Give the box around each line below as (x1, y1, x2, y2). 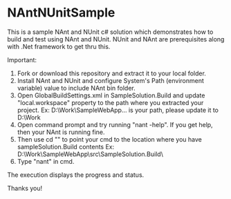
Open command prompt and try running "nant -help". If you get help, (17, 120, 213, 129)
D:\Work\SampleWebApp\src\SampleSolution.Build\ (17, 150, 164, 158)
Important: (7, 55, 37, 64)
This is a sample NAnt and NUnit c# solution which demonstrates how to (7, 28, 214, 36)
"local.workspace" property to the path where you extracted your (17, 98, 204, 106)
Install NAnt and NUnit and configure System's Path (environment (17, 76, 204, 84)
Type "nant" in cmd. (17, 157, 75, 165)
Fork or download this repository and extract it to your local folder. (17, 69, 206, 77)
